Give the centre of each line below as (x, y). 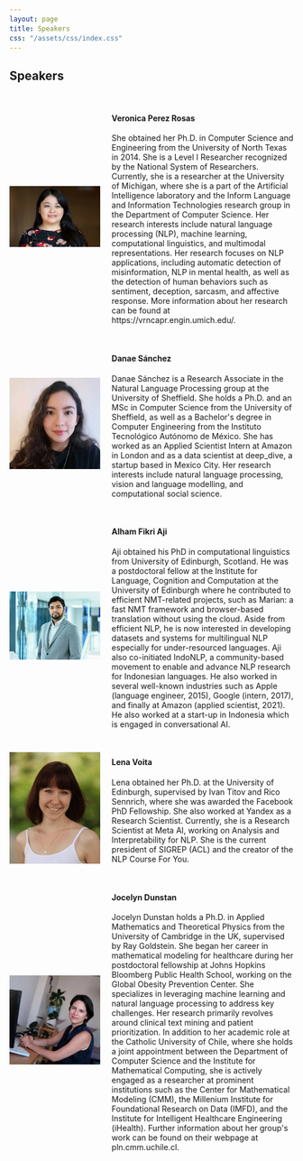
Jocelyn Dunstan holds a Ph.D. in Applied (188, 917)
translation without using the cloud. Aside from (198, 619)
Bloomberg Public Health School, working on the (202, 975)
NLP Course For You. (150, 859)
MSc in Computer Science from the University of (202, 407)
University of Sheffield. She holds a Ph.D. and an (202, 398)
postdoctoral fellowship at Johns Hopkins (188, 965)
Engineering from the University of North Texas (199, 148)
